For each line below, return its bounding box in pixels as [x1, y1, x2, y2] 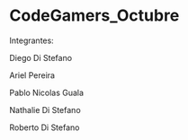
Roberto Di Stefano [9, 122, 80, 133]
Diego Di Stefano [9, 52, 73, 63]
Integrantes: [9, 35, 54, 46]
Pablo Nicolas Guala [9, 87, 84, 98]
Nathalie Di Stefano [9, 104, 81, 115]
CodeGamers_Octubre [9, 5, 180, 26]
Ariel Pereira [9, 69, 56, 81]
